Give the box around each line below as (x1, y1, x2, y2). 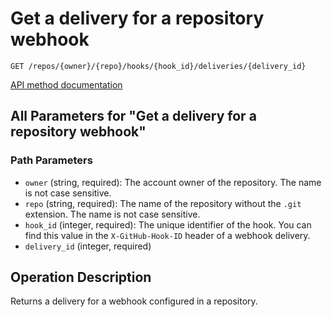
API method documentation (10, 78, 123, 91)
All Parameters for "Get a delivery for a (10, 108, 257, 125)
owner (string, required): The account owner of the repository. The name (24, 176, 322, 188)
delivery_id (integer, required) (24, 240, 152, 252)
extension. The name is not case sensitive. (24, 208, 201, 220)
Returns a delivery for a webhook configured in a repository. (10, 295, 258, 307)
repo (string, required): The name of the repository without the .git (24, 197, 302, 209)
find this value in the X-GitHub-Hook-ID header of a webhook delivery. (24, 229, 311, 241)
